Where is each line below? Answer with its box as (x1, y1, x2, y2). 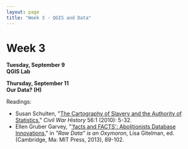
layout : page (6, 9, 40, 15)
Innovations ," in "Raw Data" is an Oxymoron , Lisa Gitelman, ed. (15, 129, 175, 137)
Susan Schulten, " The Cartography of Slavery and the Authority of (15, 110, 182, 117)
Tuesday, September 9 (6, 61, 65, 69)
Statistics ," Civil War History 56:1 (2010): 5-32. (15, 117, 132, 124)
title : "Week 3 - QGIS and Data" (6, 15, 92, 21)
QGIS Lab (6, 68, 31, 75)
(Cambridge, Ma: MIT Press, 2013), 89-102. (15, 136, 125, 143)
